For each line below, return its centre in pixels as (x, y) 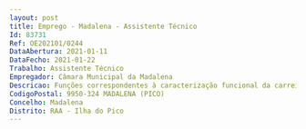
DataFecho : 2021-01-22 (52, 60)
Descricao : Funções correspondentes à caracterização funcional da (140, 85)
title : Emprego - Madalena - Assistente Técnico (103, 26)
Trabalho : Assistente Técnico (67, 69)
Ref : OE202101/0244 (46, 43)
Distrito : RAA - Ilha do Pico (67, 111)
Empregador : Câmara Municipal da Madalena (91, 77)
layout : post (34, 18)
